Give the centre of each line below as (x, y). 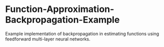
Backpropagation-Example (62, 20)
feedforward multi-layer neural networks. (48, 39)
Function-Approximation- (60, 9)
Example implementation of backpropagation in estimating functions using (82, 33)
